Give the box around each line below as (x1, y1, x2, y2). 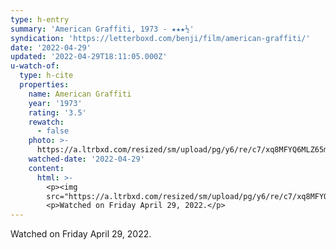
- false (36, 126, 70, 136)
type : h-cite (19, 71, 74, 81)
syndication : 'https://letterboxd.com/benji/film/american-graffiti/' (10, 33, 311, 43)
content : (28, 163, 65, 173)
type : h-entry (10, 14, 70, 25)
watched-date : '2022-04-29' (28, 154, 145, 164)
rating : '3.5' (28, 107, 87, 118)
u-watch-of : (10, 61, 60, 71)
